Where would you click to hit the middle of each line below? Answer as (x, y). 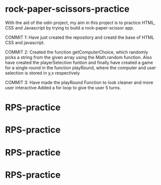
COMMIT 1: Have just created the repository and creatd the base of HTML (80, 37)
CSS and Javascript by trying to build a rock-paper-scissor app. (69, 27)
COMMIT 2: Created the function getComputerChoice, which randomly (77, 52)
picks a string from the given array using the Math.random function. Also (79, 57)
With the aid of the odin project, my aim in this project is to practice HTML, (80, 23)
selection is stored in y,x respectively (42, 73)
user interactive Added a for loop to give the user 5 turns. (63, 87)
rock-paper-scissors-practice (67, 9)
